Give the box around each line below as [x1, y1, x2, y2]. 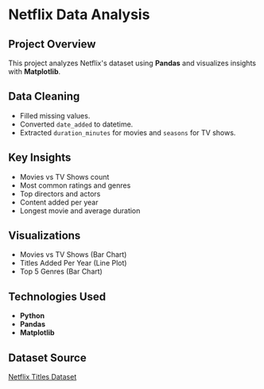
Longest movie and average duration [19, 205, 141, 216]
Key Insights [8, 151, 72, 165]
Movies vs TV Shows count [19, 172, 110, 181]
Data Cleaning [8, 90, 80, 103]
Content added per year [19, 197, 99, 207]
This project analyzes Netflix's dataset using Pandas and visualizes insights [8, 58, 257, 68]
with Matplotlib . [8, 67, 61, 76]
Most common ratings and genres [19, 181, 131, 190]
